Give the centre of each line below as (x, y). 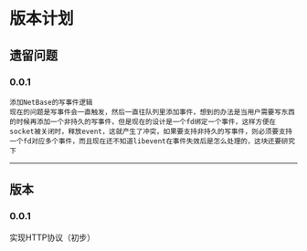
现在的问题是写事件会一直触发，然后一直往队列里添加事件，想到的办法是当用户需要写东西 (152, 112)
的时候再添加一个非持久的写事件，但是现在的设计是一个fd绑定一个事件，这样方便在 (143, 121)
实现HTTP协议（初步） (53, 237)
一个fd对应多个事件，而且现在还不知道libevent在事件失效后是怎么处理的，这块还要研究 (152, 141)
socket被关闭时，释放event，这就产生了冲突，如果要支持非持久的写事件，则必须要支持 (151, 131)
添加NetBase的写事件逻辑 (51, 102)
